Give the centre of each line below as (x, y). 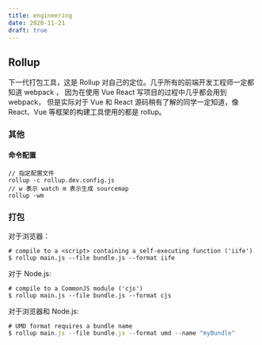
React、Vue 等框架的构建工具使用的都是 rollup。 (87, 112)
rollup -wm (26, 196)
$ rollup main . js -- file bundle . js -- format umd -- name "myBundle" (122, 333)
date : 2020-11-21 (37, 23)
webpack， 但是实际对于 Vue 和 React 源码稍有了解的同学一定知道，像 (123, 102)
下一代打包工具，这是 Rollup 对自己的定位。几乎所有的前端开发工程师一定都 (131, 82)
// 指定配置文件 (31, 174)
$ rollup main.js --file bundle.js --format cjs (90, 295)
